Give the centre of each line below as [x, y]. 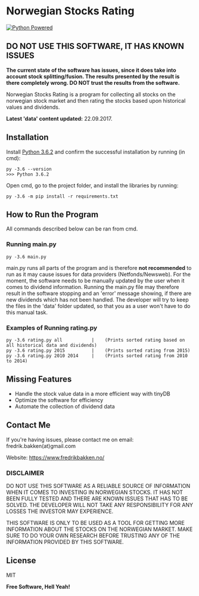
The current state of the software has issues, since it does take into [91, 70]
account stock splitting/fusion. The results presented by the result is [93, 76]
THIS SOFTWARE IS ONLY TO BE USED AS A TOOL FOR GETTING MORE [95, 523]
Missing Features [39, 380]
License [21, 560]
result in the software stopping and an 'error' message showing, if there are [99, 293]
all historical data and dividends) [52, 345]
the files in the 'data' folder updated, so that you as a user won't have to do [98, 306]
